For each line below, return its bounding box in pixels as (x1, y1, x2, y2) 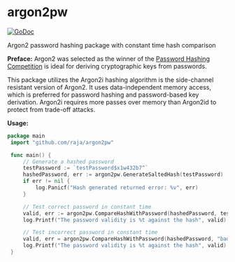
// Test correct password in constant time (22, 203, 152, 210)
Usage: (7, 118, 29, 127)
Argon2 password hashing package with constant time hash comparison (7, 41, 216, 49)
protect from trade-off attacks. (7, 105, 96, 113)
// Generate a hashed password (22, 158, 114, 165)
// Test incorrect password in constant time (22, 229, 158, 236)
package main (7, 132, 45, 139)
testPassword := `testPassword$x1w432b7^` (22, 165, 149, 172)
